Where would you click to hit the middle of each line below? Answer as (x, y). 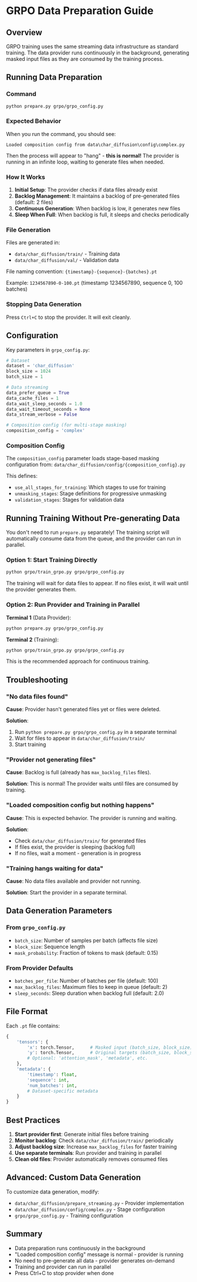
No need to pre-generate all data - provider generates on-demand (94, 1260)
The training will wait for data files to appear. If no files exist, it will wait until (97, 583)
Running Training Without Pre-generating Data (93, 518)
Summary (24, 1234)
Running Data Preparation (54, 77)
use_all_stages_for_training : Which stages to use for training (90, 487)
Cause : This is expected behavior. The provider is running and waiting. (91, 818)
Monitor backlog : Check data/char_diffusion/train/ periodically (94, 1140)
